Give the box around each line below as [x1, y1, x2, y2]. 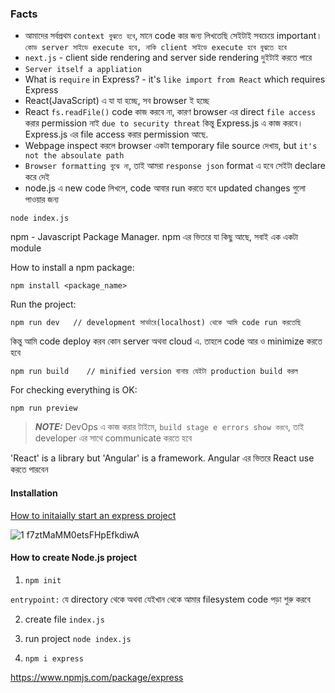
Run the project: [10, 298, 77, 311]
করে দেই [24, 171, 50, 183]
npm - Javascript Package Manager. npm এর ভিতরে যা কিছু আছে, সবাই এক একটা [10, 231, 298, 243]
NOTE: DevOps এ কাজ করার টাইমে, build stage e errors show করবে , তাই [34, 421, 305, 433]
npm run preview [10, 403, 78, 414]
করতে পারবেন [10, 463, 49, 476]
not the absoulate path [24, 151, 125, 161]
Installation [10, 487, 58, 499]
